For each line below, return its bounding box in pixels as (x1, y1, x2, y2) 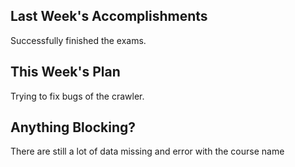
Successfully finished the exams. (10, 34, 147, 46)
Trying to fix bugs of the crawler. (10, 90, 145, 102)
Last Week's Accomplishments (10, 8, 208, 25)
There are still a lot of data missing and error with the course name (10, 145, 285, 158)
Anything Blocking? (10, 119, 137, 136)
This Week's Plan (10, 64, 121, 81)
